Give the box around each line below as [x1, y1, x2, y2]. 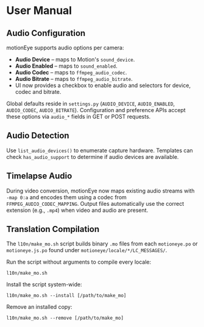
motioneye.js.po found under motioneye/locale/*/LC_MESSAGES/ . [6, 247, 167, 254]
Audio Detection [6, 130, 69, 141]
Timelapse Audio [6, 171, 72, 181]
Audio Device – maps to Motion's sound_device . [15, 56, 135, 63]
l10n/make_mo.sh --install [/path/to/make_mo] [6, 293, 127, 299]
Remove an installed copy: [6, 303, 72, 311]
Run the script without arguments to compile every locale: [6, 258, 152, 265]
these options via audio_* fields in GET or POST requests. [6, 113, 151, 120]
